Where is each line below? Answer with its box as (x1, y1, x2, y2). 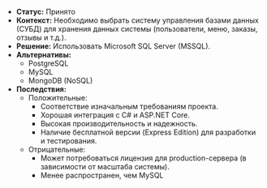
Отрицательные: (28, 145, 86, 154)
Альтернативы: (15, 50, 71, 59)
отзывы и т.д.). (15, 32, 67, 42)
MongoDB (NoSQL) (28, 76, 93, 85)
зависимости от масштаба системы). (40, 162, 170, 171)
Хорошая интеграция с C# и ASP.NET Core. (40, 110, 191, 120)
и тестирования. (40, 136, 97, 145)
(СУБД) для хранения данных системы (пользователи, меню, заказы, (15, 24, 258, 33)
